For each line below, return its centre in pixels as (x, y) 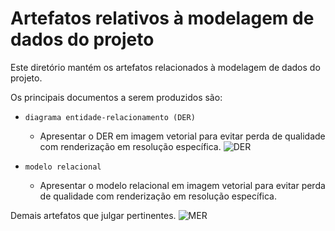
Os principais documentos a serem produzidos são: (116, 97)
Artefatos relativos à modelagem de (162, 18)
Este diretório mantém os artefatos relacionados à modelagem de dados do (165, 67)
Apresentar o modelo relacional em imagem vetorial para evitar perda (182, 185)
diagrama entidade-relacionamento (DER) (110, 117)
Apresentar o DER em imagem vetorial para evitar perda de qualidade (182, 136)
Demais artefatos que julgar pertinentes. (93, 215)
